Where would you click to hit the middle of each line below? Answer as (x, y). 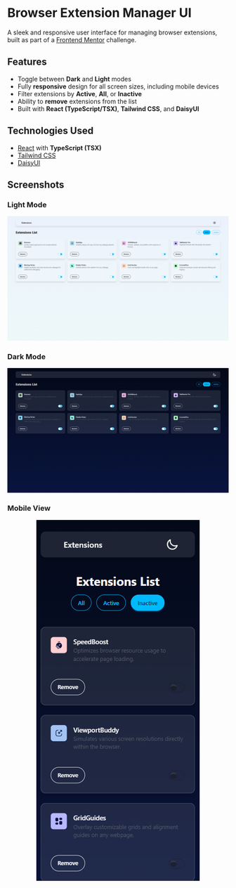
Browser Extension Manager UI (99, 13)
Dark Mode (26, 356)
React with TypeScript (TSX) (59, 148)
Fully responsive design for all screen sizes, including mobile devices (118, 86)
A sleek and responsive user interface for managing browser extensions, (112, 32)
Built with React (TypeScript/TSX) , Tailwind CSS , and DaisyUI (108, 109)
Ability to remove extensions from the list (77, 101)
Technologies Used (50, 131)
